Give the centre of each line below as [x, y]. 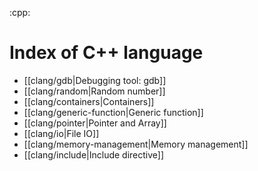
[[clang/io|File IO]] [61, 133]
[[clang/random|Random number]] [94, 91]
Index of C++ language [106, 53]
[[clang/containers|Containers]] [89, 101]
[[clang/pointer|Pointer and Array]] [95, 123]
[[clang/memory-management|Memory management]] [136, 144]
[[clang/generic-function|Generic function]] [113, 112]
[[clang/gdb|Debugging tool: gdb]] [95, 80]
